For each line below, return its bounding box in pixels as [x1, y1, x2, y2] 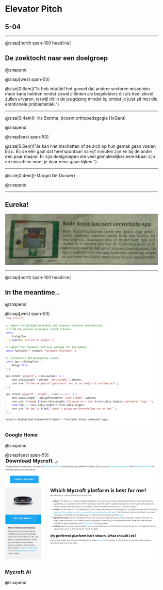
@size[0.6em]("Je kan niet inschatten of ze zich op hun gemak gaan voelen [5, 143, 156, 149]
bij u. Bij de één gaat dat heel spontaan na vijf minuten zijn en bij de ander [5, 148, 153, 154]
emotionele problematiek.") [5, 101, 59, 107]
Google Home [5, 432, 38, 438]
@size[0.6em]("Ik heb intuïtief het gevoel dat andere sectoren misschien [5, 86, 150, 92]
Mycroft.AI [5, 568, 32, 575]
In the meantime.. [5, 288, 60, 296]
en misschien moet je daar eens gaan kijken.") [5, 158, 97, 164]
